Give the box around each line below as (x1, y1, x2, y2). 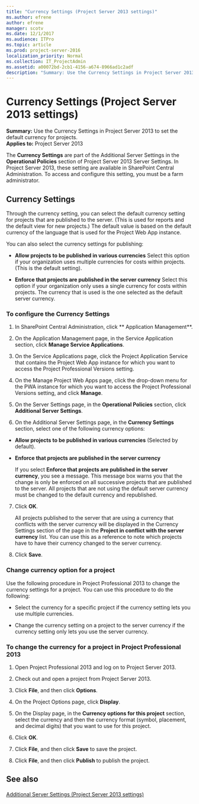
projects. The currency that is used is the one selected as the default (14, 289, 183, 296)
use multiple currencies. (14, 610, 74, 617)
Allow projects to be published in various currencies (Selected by (14, 436, 178, 444)
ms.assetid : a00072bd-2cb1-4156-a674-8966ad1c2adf (6, 64, 134, 70)
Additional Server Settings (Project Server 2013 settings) (6, 790, 144, 797)
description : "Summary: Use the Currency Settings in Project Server (6, 70, 182, 76)
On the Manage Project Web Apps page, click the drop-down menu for (14, 377, 188, 384)
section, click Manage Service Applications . (14, 341, 124, 348)
